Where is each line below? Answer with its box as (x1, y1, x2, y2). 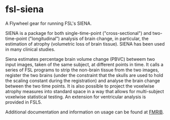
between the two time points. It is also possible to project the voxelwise (5, 83, 155, 89)
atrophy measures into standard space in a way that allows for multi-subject (5, 88, 164, 94)
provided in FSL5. (5, 99, 42, 105)
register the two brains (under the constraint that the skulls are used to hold (5, 72, 163, 78)
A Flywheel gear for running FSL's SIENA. (5, 20, 92, 26)
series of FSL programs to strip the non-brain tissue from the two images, (5, 67, 159, 73)
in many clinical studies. (5, 46, 56, 52)
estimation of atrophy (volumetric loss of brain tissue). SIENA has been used (5, 41, 165, 47)
